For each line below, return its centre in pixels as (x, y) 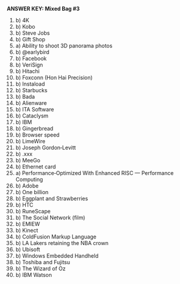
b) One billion (32, 192)
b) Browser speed (37, 135)
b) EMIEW (28, 224)
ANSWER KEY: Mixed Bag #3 (43, 9)
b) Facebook (31, 58)
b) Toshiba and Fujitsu (43, 262)
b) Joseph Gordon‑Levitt (46, 147)
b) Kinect (27, 230)
